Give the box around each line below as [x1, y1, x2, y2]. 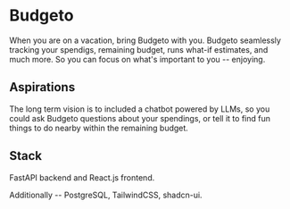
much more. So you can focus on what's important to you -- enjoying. [9, 54, 266, 64]
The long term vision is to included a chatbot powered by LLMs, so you [9, 104, 270, 114]
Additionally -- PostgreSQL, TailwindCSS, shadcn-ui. [9, 189, 203, 200]
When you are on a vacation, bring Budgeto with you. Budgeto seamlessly [9, 35, 281, 46]
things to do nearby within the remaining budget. [9, 122, 189, 133]
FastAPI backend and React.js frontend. [9, 171, 155, 183]
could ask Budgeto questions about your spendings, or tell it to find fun [9, 113, 270, 123]
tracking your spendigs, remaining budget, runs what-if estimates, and [9, 44, 269, 54]
